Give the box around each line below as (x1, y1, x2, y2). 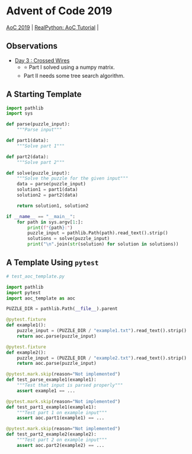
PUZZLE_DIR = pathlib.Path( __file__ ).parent (6, 306, 118, 312)
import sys (6, 111, 33, 116)
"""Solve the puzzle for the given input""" (17, 175, 129, 182)
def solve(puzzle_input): (6, 170, 70, 176)
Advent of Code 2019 (6, 4, 113, 18)
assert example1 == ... (17, 387, 76, 393)
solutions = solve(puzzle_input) (27, 236, 110, 242)
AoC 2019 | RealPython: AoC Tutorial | (6, 24, 99, 31)
